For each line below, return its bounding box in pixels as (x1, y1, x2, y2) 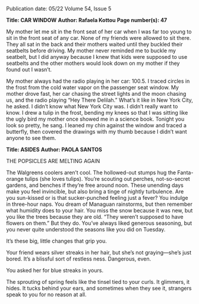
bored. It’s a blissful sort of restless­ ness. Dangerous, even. (6, 255, 151, 262)
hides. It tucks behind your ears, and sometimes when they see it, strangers (6, 285, 192, 292)
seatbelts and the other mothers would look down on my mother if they (6, 59, 180, 67)
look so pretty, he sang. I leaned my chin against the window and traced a (6, 122, 187, 129)
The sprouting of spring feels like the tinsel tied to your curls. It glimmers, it (6, 278, 190, 285)
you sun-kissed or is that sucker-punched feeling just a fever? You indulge (6, 195, 188, 201)
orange (6, 175, 24, 182)
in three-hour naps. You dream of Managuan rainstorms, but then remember (6, 200, 193, 208)
